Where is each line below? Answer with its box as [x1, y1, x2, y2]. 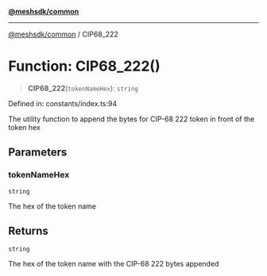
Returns [8, 224, 49, 238]
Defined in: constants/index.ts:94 [8, 98, 118, 108]
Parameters [8, 146, 68, 159]
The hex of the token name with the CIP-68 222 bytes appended [8, 259, 219, 269]
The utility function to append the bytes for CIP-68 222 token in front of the [8, 114, 255, 124]
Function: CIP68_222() [8, 57, 161, 75]
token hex [8, 122, 41, 132]
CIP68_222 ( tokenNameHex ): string [27, 83, 139, 93]
